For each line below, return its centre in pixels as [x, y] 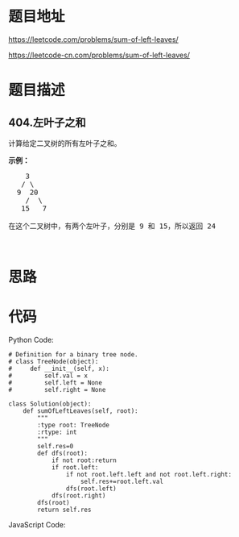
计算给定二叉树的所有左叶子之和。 [65, 143]
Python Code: [31, 340]
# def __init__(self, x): [59, 369]
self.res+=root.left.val [122, 482]
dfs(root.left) [91, 489]
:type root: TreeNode [74, 425]
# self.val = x [48, 376]
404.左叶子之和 [47, 122]
